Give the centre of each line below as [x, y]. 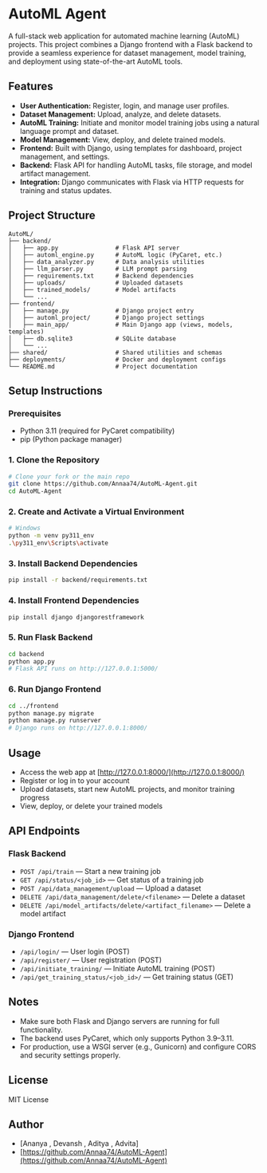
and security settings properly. [70, 1055]
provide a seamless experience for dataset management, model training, [128, 53]
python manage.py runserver [55, 721]
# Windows [25, 528]
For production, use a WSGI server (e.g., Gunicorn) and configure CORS [138, 1046]
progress [35, 797]
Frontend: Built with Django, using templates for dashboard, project [131, 148]
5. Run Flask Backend [51, 637]
